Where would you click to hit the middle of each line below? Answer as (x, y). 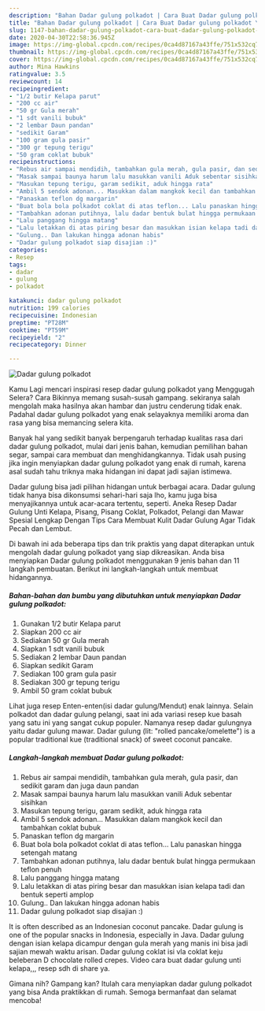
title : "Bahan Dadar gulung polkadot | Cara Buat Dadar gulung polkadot (131, 23)
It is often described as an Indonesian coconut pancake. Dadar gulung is (126, 927)
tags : (18, 265)
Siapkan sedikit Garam (57, 666)
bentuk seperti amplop (57, 894)
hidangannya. (31, 578)
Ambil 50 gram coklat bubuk (66, 691)
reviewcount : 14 (35, 81)
